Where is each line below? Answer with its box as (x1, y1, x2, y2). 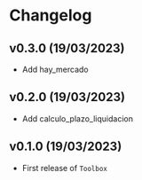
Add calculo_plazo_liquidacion (21, 113, 133, 124)
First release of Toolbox (21, 162, 108, 173)
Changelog (9, 5, 92, 26)
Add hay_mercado (21, 64, 89, 74)
